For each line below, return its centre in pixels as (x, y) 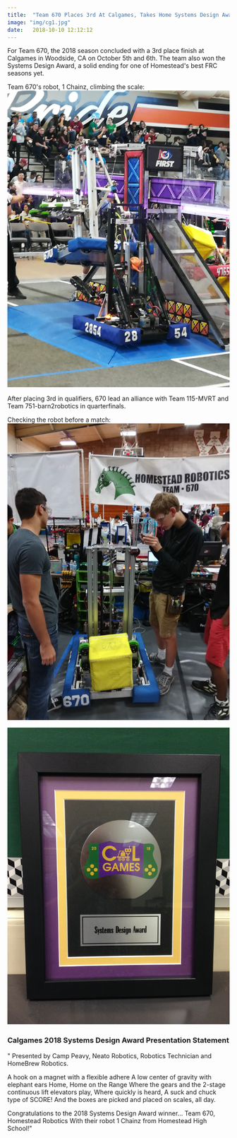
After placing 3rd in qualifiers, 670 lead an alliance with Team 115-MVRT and (118, 398)
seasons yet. (26, 73)
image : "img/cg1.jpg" (39, 22)
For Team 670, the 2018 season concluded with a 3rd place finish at (106, 51)
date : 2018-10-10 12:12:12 (50, 30)
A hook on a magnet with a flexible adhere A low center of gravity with (109, 1077)
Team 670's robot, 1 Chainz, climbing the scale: (76, 87)
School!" (20, 1128)
